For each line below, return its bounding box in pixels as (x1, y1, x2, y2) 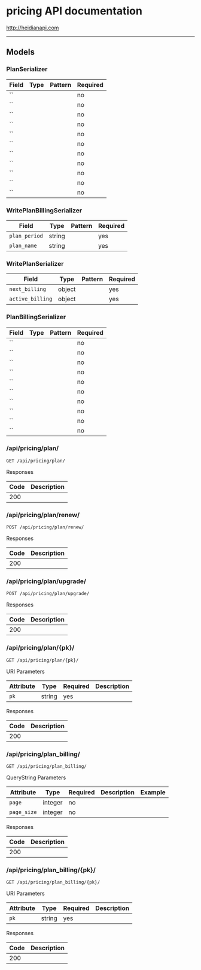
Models (6, 47, 35, 58)
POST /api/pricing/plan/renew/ (6, 524, 84, 530)
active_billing (9, 296, 53, 302)
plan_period (9, 232, 44, 239)
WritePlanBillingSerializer (6, 206, 83, 214)
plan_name (9, 242, 37, 249)
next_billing (9, 286, 47, 293)
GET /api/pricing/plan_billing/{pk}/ (6, 879, 100, 885)
